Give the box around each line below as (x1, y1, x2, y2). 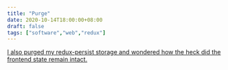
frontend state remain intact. (7, 56, 88, 64)
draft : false (7, 23, 45, 30)
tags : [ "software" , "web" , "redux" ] (7, 29, 106, 36)
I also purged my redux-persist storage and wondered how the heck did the (7, 48, 221, 56)
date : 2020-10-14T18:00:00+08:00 (7, 16, 103, 23)
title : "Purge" (7, 10, 51, 17)
